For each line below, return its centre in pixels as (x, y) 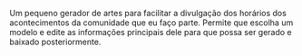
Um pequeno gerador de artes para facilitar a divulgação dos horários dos (148, 13)
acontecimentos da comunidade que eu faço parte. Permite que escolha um (151, 23)
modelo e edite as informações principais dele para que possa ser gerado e (151, 32)
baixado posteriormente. (55, 42)
